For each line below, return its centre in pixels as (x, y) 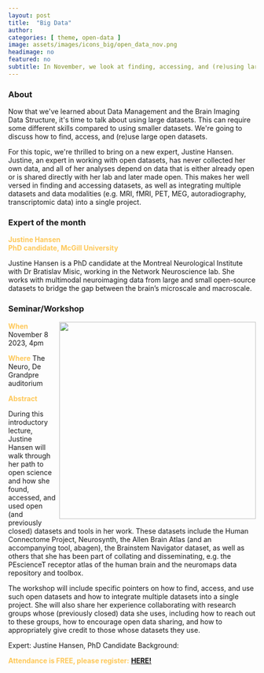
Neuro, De (25, 366)
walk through (29, 455)
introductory (28, 422)
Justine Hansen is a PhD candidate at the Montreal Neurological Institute (126, 263)
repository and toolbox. (46, 573)
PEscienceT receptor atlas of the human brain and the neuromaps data (123, 564)
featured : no (29, 60)
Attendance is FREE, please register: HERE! (80, 660)
